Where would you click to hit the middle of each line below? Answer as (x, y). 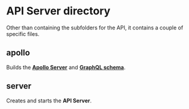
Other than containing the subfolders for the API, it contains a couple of (95, 28)
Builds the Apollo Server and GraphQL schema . (66, 67)
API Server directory (58, 11)
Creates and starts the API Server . (49, 101)
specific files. (23, 34)
